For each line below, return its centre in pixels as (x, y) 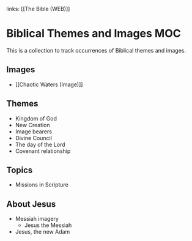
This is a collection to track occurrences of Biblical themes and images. (96, 50)
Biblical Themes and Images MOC (94, 34)
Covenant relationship (43, 151)
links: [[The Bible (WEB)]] (38, 9)
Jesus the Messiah (48, 225)
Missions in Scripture (42, 185)
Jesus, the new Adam (42, 232)
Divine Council (33, 138)
